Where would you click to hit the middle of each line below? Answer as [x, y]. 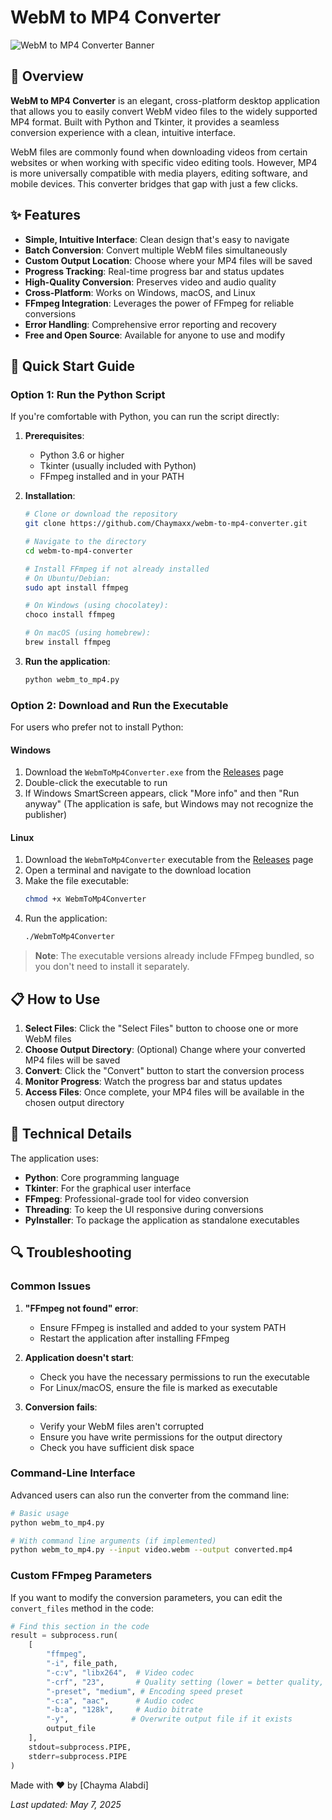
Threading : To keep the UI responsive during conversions [144, 1209]
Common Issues [51, 1286]
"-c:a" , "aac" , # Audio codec [120, 1701]
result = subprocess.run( [64, 1636]
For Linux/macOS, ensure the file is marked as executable [158, 1387]
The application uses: [55, 1158]
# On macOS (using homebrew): [88, 633]
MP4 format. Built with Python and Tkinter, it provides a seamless [145, 122]
